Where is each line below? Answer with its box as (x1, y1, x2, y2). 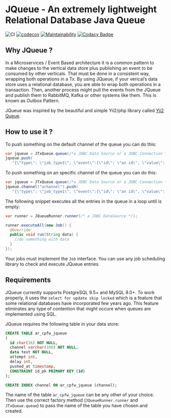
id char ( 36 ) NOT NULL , (10, 340, 58, 345)
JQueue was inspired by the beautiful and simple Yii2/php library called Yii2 (5, 107, 164, 113)
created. (5, 408, 23, 414)
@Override (10, 227, 31, 232)
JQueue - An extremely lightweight (5, 4, 157, 15)
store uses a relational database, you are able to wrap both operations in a (5, 81, 161, 87)
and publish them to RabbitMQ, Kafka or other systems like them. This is (5, 92, 157, 98)
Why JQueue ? (5, 46, 53, 55)
